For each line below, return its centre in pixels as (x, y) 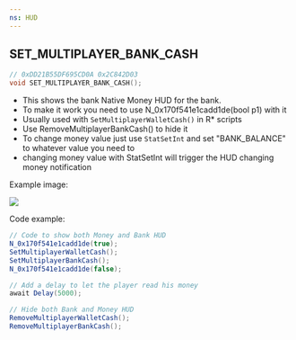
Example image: (39, 184)
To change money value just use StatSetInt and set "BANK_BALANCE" (154, 139)
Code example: (37, 219)
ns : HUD (24, 18)
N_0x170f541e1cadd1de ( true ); (64, 244)
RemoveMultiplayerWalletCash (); (70, 318)
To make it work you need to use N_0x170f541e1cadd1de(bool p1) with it (154, 110)
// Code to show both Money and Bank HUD (88, 236)
